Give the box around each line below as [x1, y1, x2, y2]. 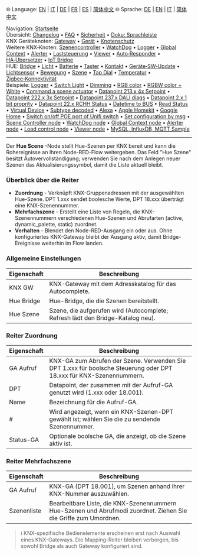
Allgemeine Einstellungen [6, 254, 81, 262]
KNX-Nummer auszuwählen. [49, 490, 130, 498]
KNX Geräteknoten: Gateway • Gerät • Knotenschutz [6, 38, 134, 44]
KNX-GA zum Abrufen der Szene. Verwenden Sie [49, 356, 186, 365]
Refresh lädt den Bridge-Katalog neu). [49, 313, 156, 322]
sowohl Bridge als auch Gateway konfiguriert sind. [20, 543, 143, 550]
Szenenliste [9, 507, 42, 515]
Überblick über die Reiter [6, 176, 80, 184]
